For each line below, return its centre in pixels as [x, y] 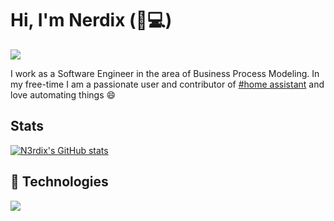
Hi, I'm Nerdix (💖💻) [91, 20]
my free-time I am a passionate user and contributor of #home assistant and [167, 84]
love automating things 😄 [63, 94]
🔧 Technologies [59, 182]
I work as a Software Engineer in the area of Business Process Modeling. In [165, 73]
